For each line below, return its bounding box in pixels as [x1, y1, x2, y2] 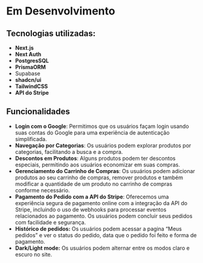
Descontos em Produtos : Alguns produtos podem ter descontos [14, 154, 176, 162]
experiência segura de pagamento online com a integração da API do [14, 199, 188, 206]
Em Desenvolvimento [6, 4, 115, 18]
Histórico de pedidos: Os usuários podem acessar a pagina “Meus [14, 225, 182, 232]
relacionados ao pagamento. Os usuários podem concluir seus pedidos [14, 212, 193, 220]
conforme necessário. [14, 186, 70, 194]
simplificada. [14, 135, 47, 142]
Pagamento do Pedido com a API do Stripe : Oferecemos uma [14, 193, 169, 200]
